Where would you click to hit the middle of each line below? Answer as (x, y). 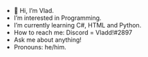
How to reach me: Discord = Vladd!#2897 (73, 32)
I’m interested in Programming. (57, 18)
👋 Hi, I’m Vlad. (34, 11)
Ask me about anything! (47, 40)
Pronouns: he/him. (40, 47)
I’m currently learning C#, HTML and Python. (77, 25)
